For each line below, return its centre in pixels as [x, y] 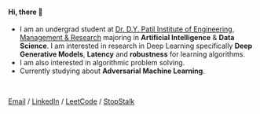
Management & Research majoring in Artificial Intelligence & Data [127, 38]
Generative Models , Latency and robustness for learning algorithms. [132, 54]
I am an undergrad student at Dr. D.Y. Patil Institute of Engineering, [127, 29]
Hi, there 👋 [26, 12]
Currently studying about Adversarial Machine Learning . [112, 71]
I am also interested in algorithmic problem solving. [102, 63]
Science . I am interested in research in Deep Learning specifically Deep [136, 46]
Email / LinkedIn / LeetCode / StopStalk [71, 101]
